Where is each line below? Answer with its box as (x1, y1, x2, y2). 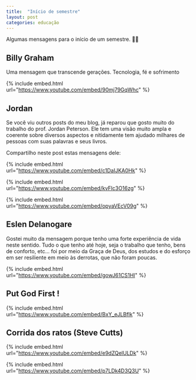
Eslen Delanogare (6, 220, 73, 230)
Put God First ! (6, 289, 60, 299)
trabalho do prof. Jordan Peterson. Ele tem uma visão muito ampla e (6, 125, 172, 132)
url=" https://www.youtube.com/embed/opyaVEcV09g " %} (6, 202, 148, 209)
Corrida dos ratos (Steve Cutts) (6, 328, 123, 338)
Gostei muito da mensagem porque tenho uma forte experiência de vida (6, 235, 181, 242)
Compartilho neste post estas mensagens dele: (6, 149, 121, 156)
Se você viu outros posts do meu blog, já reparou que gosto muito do (6, 119, 175, 126)
